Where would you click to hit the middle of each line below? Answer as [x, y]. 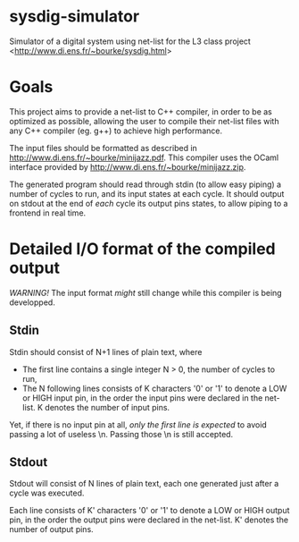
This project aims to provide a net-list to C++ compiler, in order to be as [141, 111]
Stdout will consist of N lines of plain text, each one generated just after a [144, 484]
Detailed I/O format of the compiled [142, 249]
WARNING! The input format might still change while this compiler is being [146, 292]
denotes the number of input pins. [107, 407]
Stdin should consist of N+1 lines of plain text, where [106, 351]
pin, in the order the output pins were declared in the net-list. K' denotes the [149, 520]
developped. [32, 302]
